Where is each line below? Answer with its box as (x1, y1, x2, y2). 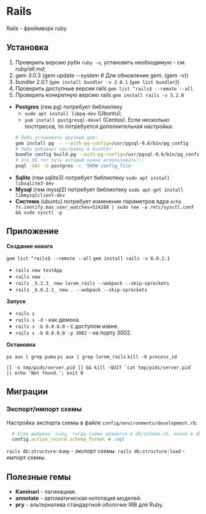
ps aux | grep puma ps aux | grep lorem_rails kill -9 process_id (6, 353, 177, 360)
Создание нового (6, 242, 53, 249)
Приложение (6, 226, 59, 236)
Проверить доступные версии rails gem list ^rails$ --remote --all (15, 85, 194, 92)
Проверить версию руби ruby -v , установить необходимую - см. (15, 58, 186, 66)
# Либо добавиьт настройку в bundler (15, 146, 112, 152)
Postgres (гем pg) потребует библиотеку (15, 103, 123, 110)
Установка (6, 42, 49, 53)
